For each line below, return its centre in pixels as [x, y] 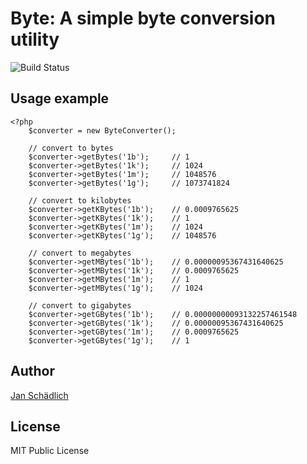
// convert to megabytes [80, 253]
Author [32, 371]
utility [35, 39]
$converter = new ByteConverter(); [102, 130]
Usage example [60, 98]
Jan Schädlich [39, 395]
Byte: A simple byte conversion [143, 18]
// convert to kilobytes [80, 200]
